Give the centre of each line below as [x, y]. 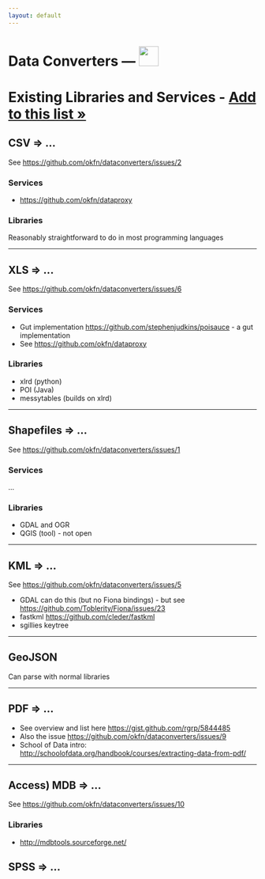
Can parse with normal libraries [59, 676]
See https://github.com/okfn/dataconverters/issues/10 [97, 805]
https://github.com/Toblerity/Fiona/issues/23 [92, 608]
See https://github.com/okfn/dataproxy [83, 343]
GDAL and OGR [45, 525]
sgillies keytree [44, 625]
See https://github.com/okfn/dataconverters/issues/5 [95, 585]
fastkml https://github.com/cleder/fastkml [87, 617]
